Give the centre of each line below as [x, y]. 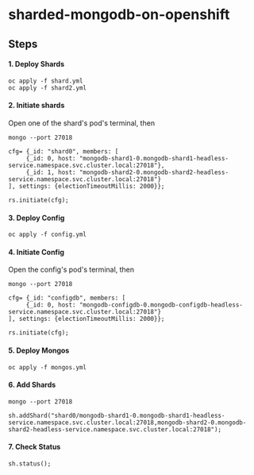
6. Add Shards [32, 385]
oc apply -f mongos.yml [48, 367]
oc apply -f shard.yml [46, 81]
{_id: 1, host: [51, 172]
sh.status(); [30, 464]
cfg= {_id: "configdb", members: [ [67, 298]
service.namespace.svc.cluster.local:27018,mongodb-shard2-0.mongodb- [127, 423]
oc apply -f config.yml [48, 235]
